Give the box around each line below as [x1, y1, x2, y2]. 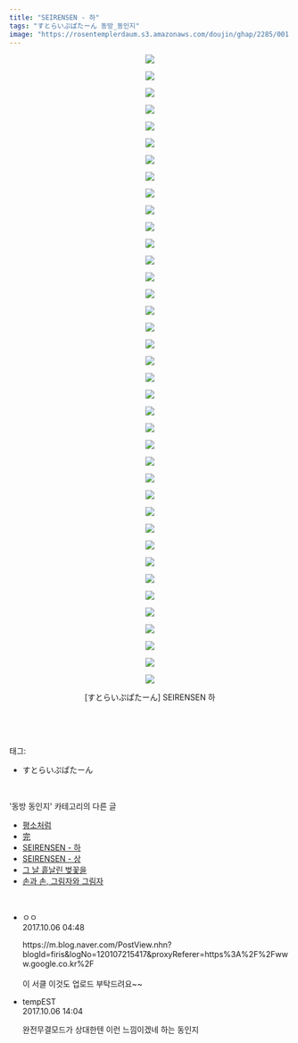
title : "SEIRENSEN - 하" [9, 13, 100, 22]
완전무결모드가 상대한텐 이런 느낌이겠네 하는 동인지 [21, 1024, 199, 1035]
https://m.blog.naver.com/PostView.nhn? [21, 939, 172, 950]
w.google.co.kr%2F [21, 958, 95, 970]
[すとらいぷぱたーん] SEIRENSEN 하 [84, 692, 216, 702]
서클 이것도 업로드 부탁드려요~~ [31, 979, 143, 989]
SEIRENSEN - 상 [21, 854, 82, 864]
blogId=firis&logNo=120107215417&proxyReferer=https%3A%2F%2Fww [21, 949, 288, 960]
